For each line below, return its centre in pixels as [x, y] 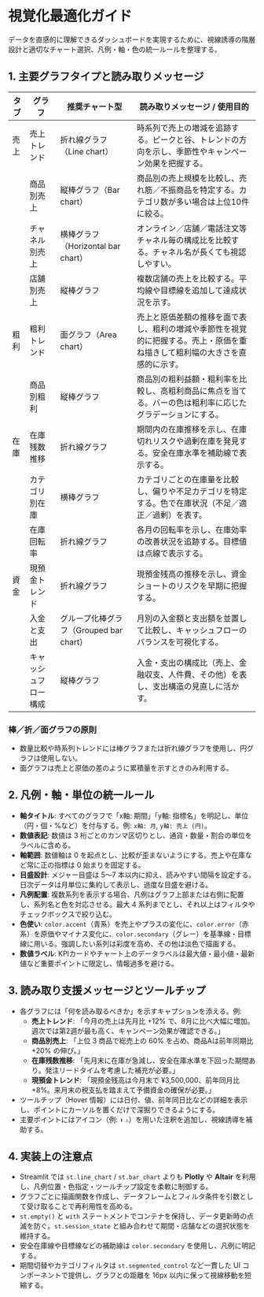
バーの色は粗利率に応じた [200, 403]
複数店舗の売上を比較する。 [188, 278]
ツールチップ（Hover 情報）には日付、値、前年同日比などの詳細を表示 [134, 1099]
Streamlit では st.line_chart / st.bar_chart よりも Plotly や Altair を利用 [137, 1177]
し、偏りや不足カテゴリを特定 [192, 491]
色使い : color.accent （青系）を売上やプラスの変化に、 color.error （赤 [134, 924]
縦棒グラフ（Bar [90, 190]
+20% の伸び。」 [58, 1050]
